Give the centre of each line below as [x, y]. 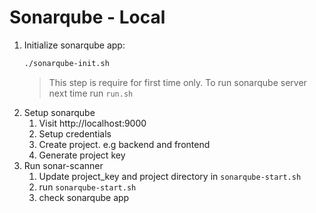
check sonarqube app [84, 197]
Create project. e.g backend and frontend [124, 144]
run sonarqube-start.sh [87, 187]
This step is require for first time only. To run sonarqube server [177, 82]
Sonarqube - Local [87, 17]
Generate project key [82, 155]
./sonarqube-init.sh [66, 63]
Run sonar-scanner [63, 165]
